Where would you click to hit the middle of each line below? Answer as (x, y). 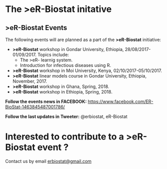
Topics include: (53, 54)
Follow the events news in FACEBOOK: (46, 101)
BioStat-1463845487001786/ (35, 107)
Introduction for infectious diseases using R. (65, 65)
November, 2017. (30, 81)
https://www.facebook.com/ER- (121, 101)
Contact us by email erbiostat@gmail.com (48, 161)
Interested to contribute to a (65, 137)
